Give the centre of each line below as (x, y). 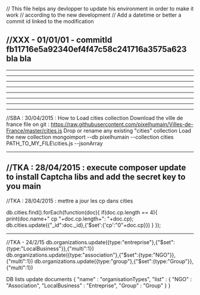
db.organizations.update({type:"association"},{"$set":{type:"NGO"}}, (91, 255)
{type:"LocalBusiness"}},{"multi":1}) (50, 248)
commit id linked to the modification (50, 21)
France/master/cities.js (34, 130)
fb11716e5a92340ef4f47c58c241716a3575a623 (96, 49)
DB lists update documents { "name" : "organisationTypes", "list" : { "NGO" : (99, 279)
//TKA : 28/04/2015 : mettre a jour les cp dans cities (70, 201)
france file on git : (28, 124)
